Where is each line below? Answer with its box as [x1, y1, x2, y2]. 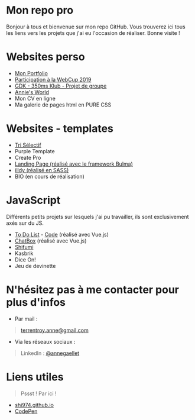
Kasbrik [14, 250, 34, 257]
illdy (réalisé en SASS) [14, 166, 69, 173]
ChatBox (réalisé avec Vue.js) [14, 237, 87, 244]
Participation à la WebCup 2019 [14, 76, 92, 83]
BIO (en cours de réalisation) [14, 173, 84, 180]
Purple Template [14, 147, 55, 154]
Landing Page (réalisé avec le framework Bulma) [14, 160, 133, 167]
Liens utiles [6, 370, 64, 383]
